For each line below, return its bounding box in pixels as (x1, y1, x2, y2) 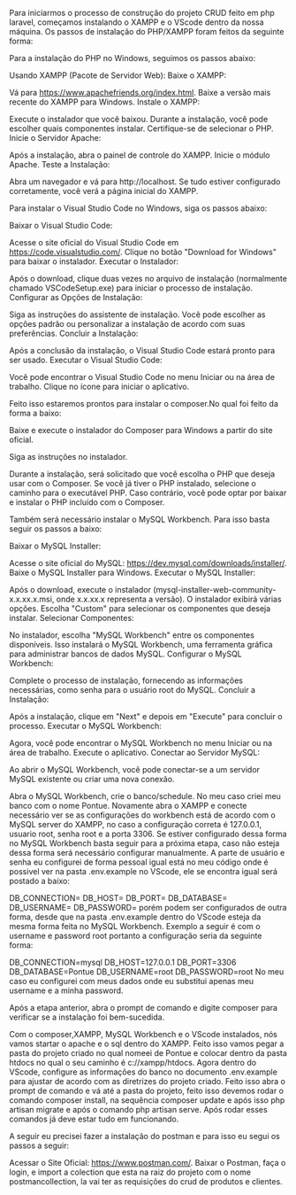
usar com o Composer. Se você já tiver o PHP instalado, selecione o (9, 478, 256, 488)
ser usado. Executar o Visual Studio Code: (9, 354, 163, 365)
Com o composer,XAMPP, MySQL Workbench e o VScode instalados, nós (9, 1029, 278, 1039)
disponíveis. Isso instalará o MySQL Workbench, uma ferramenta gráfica (9, 640, 273, 649)
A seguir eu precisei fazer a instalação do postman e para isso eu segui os (9, 1131, 281, 1141)
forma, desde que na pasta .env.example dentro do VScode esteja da (9, 912, 262, 922)
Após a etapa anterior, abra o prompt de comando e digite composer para (9, 1003, 278, 1013)
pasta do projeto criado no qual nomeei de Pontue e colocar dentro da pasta (9, 1048, 287, 1058)
